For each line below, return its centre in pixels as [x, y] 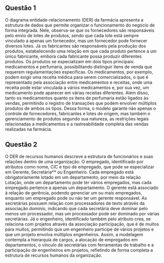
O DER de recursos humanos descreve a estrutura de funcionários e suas [79, 156]
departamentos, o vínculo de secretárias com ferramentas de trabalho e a [80, 245]
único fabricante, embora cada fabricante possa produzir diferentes [73, 56]
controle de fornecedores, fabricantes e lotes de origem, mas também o [78, 113]
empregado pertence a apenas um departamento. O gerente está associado [82, 188]
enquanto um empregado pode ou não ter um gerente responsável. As [76, 198]
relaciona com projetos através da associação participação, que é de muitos [82, 224]
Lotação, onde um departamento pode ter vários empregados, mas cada [78, 182]
